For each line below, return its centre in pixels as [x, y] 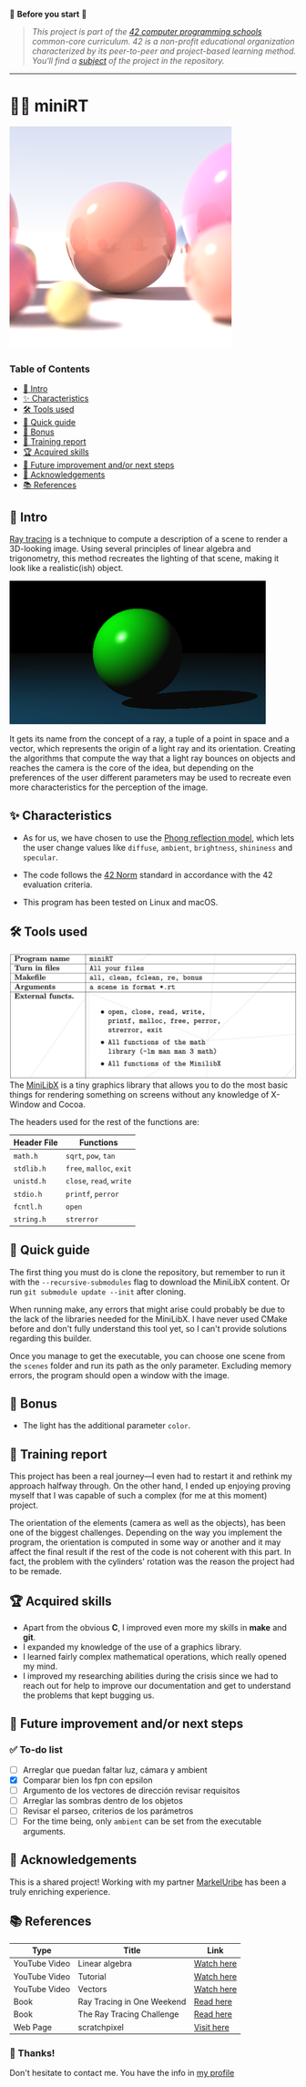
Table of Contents [50, 369]
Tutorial [92, 1976]
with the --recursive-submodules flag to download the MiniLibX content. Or [150, 1282]
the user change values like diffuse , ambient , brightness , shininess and [158, 847]
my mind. [40, 1666]
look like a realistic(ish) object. [66, 568]
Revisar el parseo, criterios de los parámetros [108, 1811]
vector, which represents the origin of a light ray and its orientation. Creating [153, 749]
